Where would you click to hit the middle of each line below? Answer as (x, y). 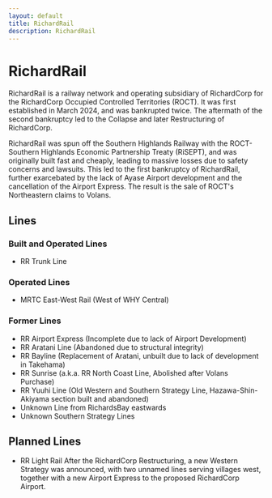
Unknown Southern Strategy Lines (77, 416)
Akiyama (35, 398)
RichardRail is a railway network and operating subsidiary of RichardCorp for (136, 93)
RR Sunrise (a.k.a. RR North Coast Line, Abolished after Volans (124, 372)
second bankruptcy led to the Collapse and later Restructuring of (117, 119)
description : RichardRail (52, 31)
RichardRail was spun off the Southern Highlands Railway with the (118, 143)
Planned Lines (45, 441)
